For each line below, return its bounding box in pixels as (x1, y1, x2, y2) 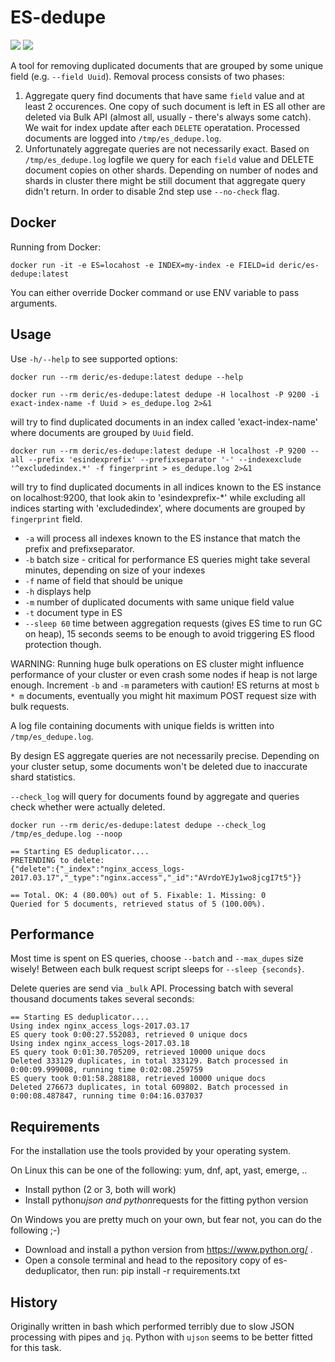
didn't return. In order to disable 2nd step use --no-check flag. (24, 185, 280, 197)
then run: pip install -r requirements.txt (81, 1265, 241, 1277)
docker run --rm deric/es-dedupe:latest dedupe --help (10, 372, 244, 382)
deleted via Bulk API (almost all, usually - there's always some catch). (24, 111, 312, 123)
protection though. (24, 638, 102, 650)
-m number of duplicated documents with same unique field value (24, 596, 295, 608)
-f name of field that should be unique (24, 574, 183, 586)
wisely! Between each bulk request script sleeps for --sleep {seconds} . (10, 963, 305, 975)
